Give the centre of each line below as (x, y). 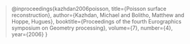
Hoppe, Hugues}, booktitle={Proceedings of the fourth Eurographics (96, 21)
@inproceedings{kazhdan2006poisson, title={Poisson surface (89, 9)
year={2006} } (29, 34)
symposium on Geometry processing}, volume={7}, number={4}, (92, 28)
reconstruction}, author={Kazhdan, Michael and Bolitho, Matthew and (98, 15)
